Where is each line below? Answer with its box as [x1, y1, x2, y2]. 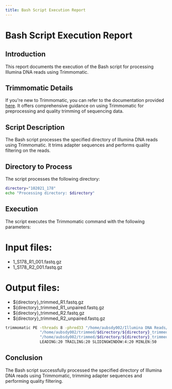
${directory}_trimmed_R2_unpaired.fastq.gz [12, 315, 105, 321]
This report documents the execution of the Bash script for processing [5, 63, 154, 70]
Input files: [5, 242, 52, 253]
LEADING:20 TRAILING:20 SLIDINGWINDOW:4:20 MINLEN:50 [39, 339, 157, 344]
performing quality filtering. [5, 378, 63, 384]
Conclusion [5, 354, 43, 362]
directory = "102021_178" [5, 186, 56, 191]
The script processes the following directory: [5, 176, 100, 182]
